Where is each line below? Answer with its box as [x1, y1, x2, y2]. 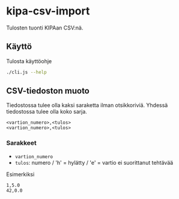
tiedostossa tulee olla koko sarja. [6, 108, 87, 115]
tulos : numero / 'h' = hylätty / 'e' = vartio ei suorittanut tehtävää [14, 159, 174, 166]
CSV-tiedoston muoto [6, 86, 90, 96]
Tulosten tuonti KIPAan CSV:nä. [6, 24, 83, 31]
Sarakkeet [6, 139, 37, 147]
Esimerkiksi [6, 170, 35, 178]
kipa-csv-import [6, 4, 90, 18]
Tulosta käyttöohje [6, 57, 52, 64]
